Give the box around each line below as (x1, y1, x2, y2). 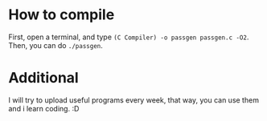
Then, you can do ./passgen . (8, 40, 103, 50)
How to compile (8, 6, 115, 24)
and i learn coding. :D (8, 103, 80, 113)
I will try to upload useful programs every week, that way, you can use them (8, 95, 260, 105)
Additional (8, 69, 79, 87)
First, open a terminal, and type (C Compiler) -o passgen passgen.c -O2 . (8, 32, 249, 42)
